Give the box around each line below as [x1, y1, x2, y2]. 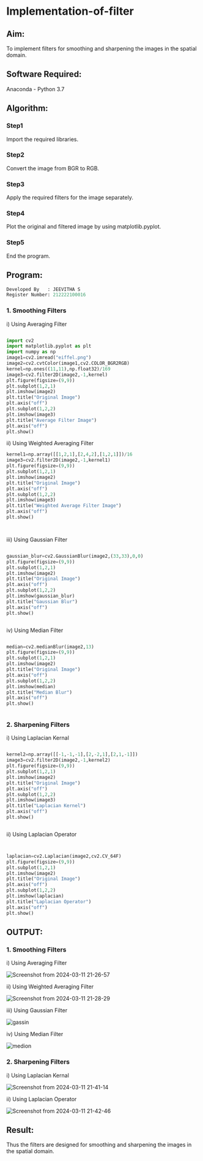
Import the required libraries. [6, 135, 78, 143]
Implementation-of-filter [6, 4, 135, 18]
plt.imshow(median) [6, 683, 56, 689]
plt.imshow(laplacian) [6, 893, 64, 900]
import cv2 [6, 337, 34, 344]
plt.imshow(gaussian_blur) [6, 593, 75, 599]
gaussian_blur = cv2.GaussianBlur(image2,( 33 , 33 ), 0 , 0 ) [6, 553, 144, 559]
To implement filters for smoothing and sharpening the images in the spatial [6, 45, 197, 52]
